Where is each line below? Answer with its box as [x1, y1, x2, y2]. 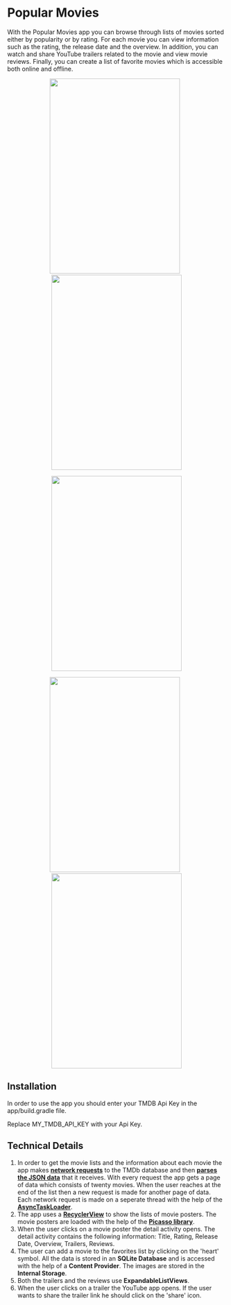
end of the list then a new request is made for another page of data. [17, 1188, 212, 1196]
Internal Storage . [17, 1269, 67, 1277]
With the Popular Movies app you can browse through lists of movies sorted [7, 28, 224, 36]
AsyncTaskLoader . [17, 1202, 73, 1211]
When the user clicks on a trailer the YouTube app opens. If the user [17, 1284, 212, 1292]
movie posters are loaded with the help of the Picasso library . [17, 1217, 195, 1225]
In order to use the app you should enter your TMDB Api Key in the [7, 1099, 198, 1107]
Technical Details [7, 1140, 84, 1152]
